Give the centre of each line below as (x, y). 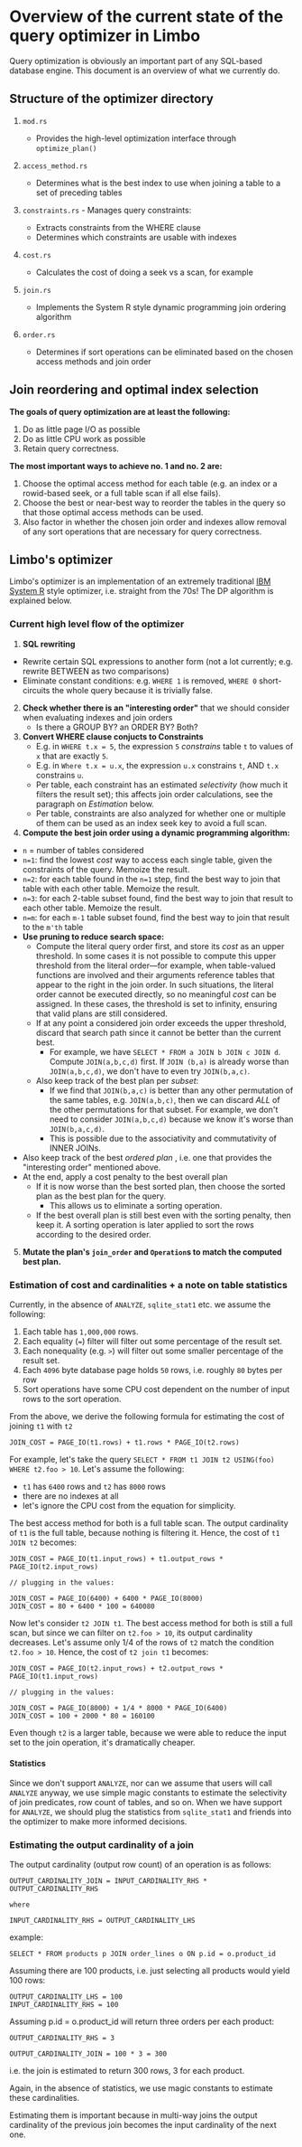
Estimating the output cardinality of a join (101, 1845)
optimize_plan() (66, 148)
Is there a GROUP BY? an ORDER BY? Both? (117, 727)
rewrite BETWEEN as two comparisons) (96, 671)
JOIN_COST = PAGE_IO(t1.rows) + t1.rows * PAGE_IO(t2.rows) (125, 1442)
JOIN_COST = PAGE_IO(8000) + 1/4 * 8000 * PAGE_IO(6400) (119, 1708)
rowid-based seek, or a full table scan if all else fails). (121, 493)
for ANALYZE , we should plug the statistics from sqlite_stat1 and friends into (151, 1812)
